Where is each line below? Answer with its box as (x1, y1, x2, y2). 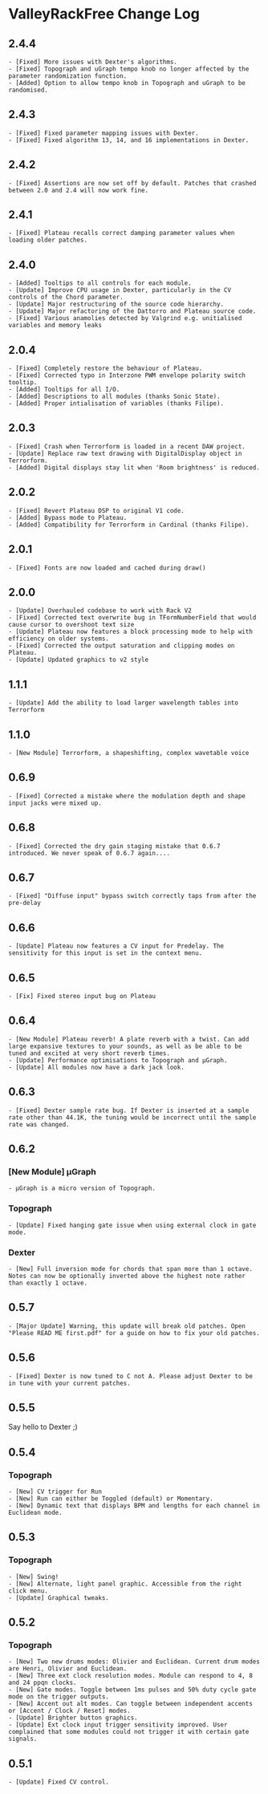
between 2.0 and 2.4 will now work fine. (8, 186, 149, 194)
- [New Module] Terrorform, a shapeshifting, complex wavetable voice (8, 749, 250, 757)
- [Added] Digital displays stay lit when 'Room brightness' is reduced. (8, 463, 261, 472)
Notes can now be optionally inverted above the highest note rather (8, 1272, 246, 1280)
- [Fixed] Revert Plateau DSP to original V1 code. (8, 506, 185, 514)
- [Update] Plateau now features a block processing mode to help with (8, 627, 253, 636)
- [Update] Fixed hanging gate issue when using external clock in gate (8, 1221, 257, 1229)
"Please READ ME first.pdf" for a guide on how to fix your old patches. (8, 1329, 261, 1337)
